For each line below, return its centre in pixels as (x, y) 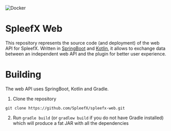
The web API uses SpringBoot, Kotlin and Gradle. (57, 89)
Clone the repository (34, 99)
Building (23, 75)
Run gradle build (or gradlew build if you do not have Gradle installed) (88, 118)
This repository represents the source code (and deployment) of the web (83, 43)
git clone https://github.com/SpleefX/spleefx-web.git (65, 108)
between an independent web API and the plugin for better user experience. (86, 53)
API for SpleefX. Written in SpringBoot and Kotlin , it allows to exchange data (85, 48)
